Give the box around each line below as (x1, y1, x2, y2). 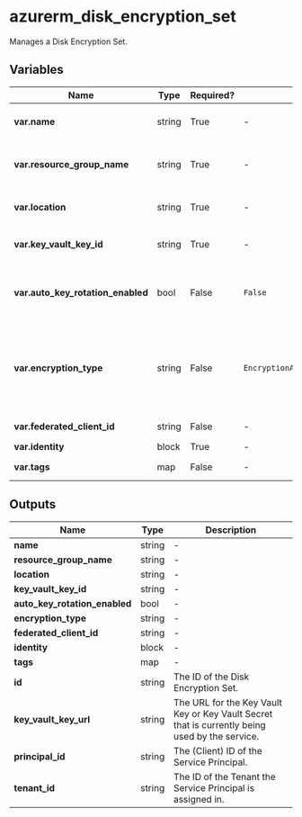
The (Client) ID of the (173, 744, 262, 757)
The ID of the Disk (173, 670, 250, 683)
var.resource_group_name (13, 157, 129, 170)
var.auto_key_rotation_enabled (13, 286, 148, 299)
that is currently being (173, 718, 267, 731)
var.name (13, 115, 56, 128)
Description (205, 524, 257, 536)
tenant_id (13, 781, 56, 794)
